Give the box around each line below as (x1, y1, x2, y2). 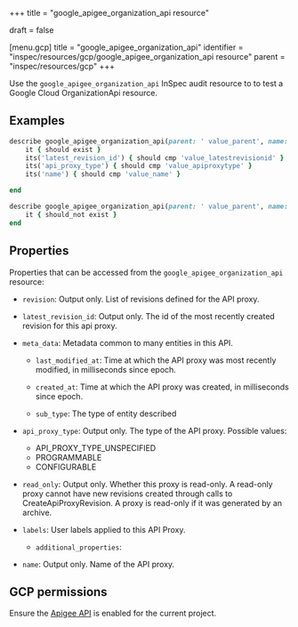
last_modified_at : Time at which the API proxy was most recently (35, 355, 277, 366)
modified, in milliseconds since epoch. (35, 364, 176, 374)
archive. (21, 507, 52, 518)
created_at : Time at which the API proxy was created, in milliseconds (35, 382, 289, 392)
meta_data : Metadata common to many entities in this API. (21, 337, 234, 348)
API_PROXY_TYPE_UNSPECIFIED (35, 442, 157, 453)
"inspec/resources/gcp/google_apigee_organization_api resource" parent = (9, 52, 286, 61)
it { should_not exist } (25, 210, 117, 219)
